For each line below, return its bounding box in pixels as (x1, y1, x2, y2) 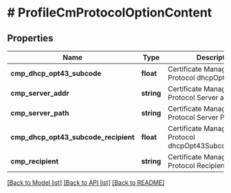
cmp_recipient (10, 156, 59, 166)
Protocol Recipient (167, 161, 228, 170)
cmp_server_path (10, 108, 69, 118)
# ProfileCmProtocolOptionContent (7, 5, 212, 21)
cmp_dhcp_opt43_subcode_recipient (10, 132, 135, 142)
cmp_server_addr (10, 88, 69, 98)
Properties (7, 32, 54, 44)
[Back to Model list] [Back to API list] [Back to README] (7, 179, 165, 187)
